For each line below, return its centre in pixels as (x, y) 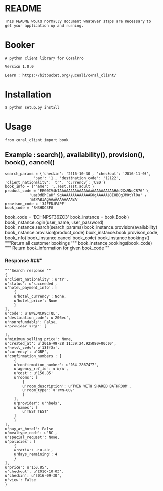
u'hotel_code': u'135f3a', (32, 348)
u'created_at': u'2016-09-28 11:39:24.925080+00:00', (61, 343)
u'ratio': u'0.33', (34, 450)
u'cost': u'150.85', (35, 373)
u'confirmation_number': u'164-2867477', (56, 365)
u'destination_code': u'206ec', (38, 318)
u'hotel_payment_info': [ (31, 288)
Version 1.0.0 (19, 66)
